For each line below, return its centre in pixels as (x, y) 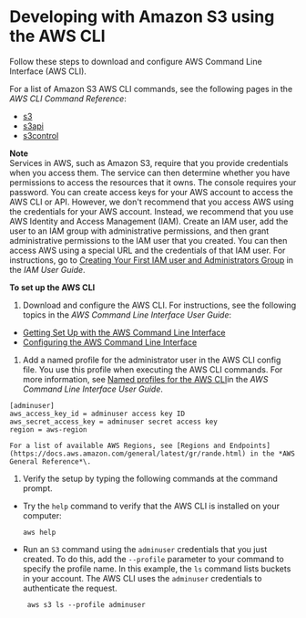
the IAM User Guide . (47, 269)
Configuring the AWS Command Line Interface (110, 342)
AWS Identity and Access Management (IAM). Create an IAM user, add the (149, 221)
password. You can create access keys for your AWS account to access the (151, 192)
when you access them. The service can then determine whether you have (150, 173)
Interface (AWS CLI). (48, 71)
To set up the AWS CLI (52, 287)
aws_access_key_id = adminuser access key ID (97, 414)
